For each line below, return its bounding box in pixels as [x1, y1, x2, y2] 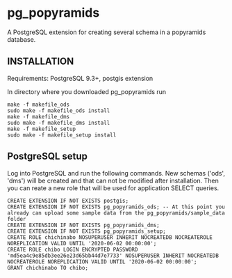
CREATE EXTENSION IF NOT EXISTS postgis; [7, 197, 129, 204]
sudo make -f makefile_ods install [7, 107, 110, 114]
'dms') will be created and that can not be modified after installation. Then [7, 176, 219, 185]
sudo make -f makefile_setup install [7, 131, 117, 139]
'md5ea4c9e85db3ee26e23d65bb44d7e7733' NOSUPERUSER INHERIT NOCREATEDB [7, 252, 219, 259]
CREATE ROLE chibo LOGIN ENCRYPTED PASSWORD [7, 246, 138, 253]
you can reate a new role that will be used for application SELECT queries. [7, 183, 219, 192]
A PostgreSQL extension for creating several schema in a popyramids [7, 28, 206, 36]
